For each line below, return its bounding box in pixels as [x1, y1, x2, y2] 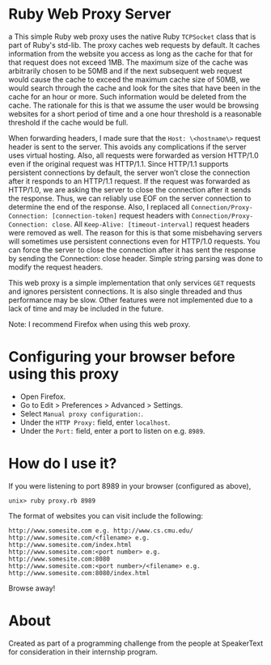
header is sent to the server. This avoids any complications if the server [8, 142, 247, 151]
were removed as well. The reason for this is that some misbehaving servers [8, 227, 263, 237]
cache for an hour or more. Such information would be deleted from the [8, 91, 247, 101]
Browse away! [8, 583, 56, 593]
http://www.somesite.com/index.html [8, 540, 132, 549]
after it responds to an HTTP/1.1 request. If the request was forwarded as [8, 176, 251, 186]
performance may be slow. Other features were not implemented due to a [8, 294, 253, 304]
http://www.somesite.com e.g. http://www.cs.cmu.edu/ [8, 527, 194, 535]
